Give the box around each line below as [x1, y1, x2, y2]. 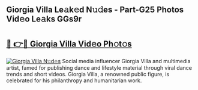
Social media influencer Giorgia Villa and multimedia [62, 58, 191, 64]
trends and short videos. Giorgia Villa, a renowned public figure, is [6, 71, 170, 77]
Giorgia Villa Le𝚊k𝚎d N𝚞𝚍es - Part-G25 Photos [6, 5, 184, 15]
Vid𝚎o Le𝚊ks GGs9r [6, 14, 82, 24]
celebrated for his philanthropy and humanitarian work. [6, 77, 142, 84]
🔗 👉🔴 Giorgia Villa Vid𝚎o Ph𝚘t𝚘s [6, 39, 132, 49]
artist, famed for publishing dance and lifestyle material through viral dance [6, 64, 192, 71]
